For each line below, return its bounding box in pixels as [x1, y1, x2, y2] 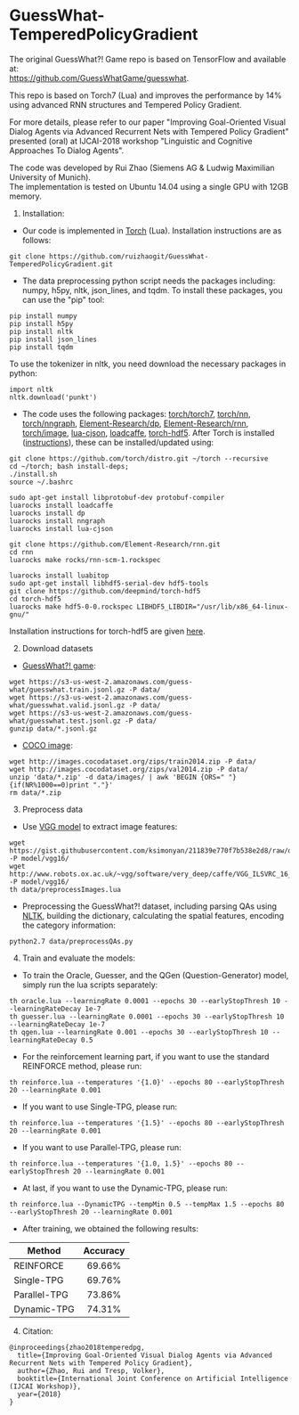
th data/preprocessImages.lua [9, 885, 122, 894]
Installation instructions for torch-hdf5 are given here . [9, 626, 206, 636]
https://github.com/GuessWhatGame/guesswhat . [9, 72, 190, 83]
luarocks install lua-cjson [9, 524, 114, 533]
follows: [21, 234, 52, 245]
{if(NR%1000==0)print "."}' [9, 781, 114, 789]
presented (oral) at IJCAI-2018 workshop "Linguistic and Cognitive [9, 135, 253, 146]
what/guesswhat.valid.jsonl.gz [9, 700, 125, 709]
